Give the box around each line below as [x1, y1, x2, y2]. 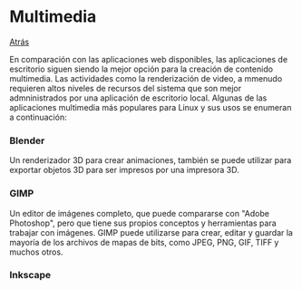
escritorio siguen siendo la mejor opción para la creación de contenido [9, 63, 274, 74]
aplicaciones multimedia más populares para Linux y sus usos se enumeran [9, 101, 292, 112]
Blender [9, 134, 45, 147]
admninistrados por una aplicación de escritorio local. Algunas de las [9, 92, 268, 103]
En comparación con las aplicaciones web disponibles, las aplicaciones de [9, 53, 288, 64]
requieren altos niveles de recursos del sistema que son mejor [9, 82, 242, 93]
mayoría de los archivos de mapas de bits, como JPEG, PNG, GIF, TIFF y [9, 237, 279, 247]
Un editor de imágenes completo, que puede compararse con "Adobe [9, 208, 270, 218]
